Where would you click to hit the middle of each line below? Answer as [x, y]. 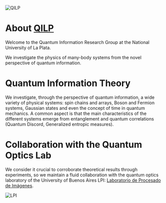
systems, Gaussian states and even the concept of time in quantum [75, 108]
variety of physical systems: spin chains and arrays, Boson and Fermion [80, 103]
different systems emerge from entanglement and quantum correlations [80, 118]
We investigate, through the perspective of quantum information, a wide [80, 97]
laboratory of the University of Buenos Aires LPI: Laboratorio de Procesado [83, 180]
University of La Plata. [28, 48]
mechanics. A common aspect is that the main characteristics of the [76, 113]
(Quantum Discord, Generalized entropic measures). [60, 124]
